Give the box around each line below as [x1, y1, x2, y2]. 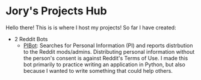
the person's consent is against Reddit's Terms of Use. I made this [23, 54, 188, 61]
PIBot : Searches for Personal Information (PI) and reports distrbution [23, 42, 193, 49]
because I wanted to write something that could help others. [23, 67, 173, 74]
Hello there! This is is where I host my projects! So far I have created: [5, 24, 176, 31]
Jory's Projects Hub [5, 4, 107, 18]
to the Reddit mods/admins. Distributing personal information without [23, 48, 195, 55]
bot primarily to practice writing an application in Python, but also [23, 61, 186, 68]
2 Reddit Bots [14, 35, 48, 42]
